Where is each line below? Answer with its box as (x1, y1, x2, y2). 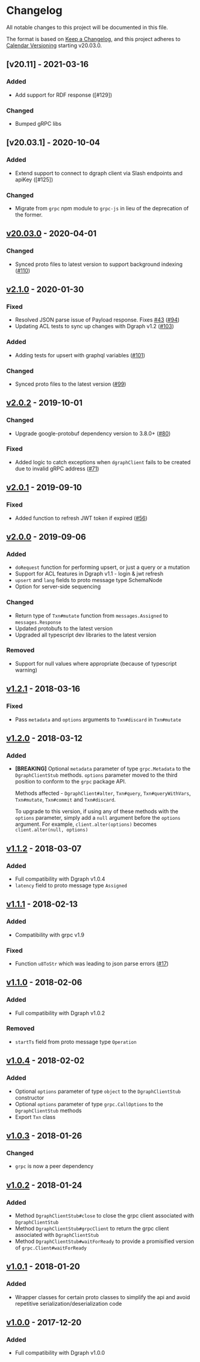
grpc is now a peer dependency (14, 1163, 94, 1170)
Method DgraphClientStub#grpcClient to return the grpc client (14, 1225, 169, 1232)
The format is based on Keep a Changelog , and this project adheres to (6, 35, 181, 42)
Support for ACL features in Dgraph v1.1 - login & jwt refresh (14, 570, 164, 577)
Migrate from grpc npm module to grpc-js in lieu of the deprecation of (14, 204, 189, 212)
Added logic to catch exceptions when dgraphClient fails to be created (14, 458, 191, 465)
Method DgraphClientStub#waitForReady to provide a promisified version (14, 1237, 195, 1245)
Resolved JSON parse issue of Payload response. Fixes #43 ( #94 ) (14, 316, 180, 323)
